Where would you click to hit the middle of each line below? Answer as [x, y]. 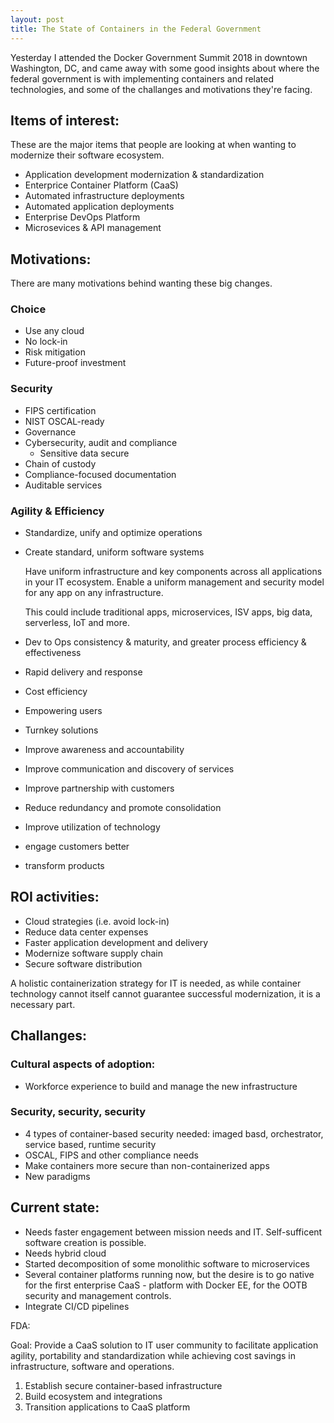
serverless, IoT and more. [77, 623]
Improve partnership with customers [99, 788]
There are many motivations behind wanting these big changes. [141, 283]
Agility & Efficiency [57, 511]
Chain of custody [60, 463]
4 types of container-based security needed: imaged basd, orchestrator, [174, 1133]
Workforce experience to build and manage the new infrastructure [161, 1086]
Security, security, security [78, 1112]
